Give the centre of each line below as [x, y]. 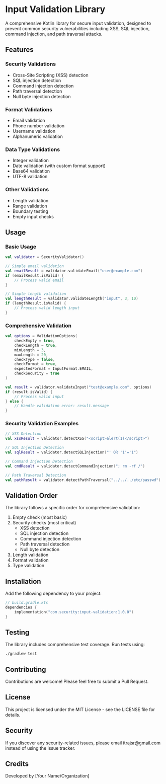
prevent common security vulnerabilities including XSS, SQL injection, [77, 28]
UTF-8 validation [30, 177]
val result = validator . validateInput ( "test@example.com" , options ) [78, 387]
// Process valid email [39, 280]
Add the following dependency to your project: [54, 594]
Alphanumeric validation [37, 136]
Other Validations [27, 190]
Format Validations [29, 109]
